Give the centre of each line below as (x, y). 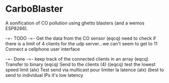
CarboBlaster (34, 9)
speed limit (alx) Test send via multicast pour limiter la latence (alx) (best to (85, 70)
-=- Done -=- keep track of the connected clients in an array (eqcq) (77, 59)
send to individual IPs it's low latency (44, 75)
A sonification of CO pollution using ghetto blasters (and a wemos (75, 23)
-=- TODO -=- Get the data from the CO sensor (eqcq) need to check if (81, 38)
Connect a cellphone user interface (43, 49)
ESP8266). (17, 28)
